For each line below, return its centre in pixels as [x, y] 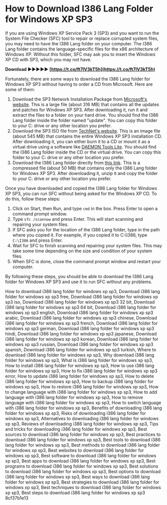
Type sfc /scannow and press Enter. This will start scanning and [78, 219]
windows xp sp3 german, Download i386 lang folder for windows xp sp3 [80, 328]
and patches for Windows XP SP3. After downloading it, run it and [80, 110]
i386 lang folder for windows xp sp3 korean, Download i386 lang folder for [82, 339]
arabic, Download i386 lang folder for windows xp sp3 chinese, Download [81, 318]
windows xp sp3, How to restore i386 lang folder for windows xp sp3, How [82, 386]
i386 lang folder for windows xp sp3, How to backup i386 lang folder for [79, 381]
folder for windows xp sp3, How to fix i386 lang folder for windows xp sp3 [82, 371]
